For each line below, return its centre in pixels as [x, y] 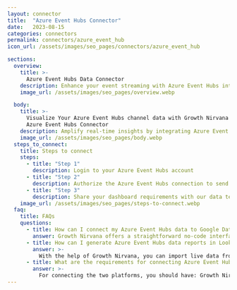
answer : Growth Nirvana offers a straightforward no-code [120, 236]
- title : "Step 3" [53, 190]
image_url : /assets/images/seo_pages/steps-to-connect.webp [110, 203]
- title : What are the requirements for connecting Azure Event [122, 262]
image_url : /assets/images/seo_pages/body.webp [91, 138]
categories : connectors [42, 34]
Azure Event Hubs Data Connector [75, 79]
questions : [36, 223]
